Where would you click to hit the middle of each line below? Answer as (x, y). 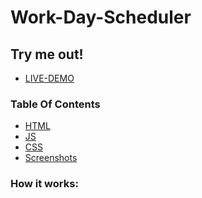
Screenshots (51, 158)
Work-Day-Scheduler (101, 17)
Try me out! (47, 54)
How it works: (44, 184)
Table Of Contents (55, 104)
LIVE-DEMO (49, 78)
